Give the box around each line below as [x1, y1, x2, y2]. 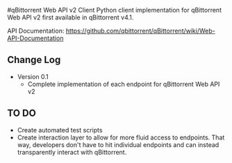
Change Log [7, 54, 61, 66]
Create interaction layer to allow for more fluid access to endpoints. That [17, 133, 225, 141]
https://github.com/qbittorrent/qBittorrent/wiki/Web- [65, 27, 215, 35]
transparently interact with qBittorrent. [17, 148, 127, 156]
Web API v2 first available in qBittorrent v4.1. [7, 13, 134, 22]
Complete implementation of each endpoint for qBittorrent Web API [27, 80, 220, 88]
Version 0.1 [17, 72, 49, 80]
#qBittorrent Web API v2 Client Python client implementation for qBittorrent [7, 6, 222, 14]
